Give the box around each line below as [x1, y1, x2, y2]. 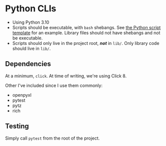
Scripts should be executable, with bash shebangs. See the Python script [12, 24, 161, 30]
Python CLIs [5, 3, 56, 14]
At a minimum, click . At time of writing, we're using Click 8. [5, 73, 127, 79]
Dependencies [5, 60, 51, 68]
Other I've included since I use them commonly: [5, 82, 103, 88]
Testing [5, 122, 29, 131]
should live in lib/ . [12, 45, 51, 51]
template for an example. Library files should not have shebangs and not [12, 30, 161, 36]
